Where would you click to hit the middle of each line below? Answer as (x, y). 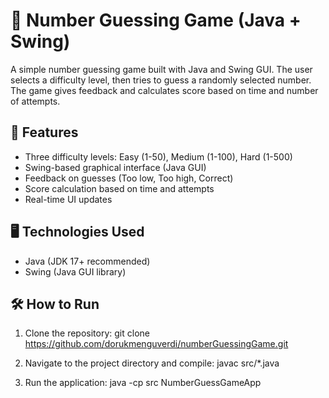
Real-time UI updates (68, 199)
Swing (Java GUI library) (75, 271)
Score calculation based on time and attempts (119, 188)
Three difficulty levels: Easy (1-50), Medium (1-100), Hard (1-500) (158, 156)
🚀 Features (44, 132)
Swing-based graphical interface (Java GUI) (115, 167)
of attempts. (35, 101)
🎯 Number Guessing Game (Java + (156, 20)
